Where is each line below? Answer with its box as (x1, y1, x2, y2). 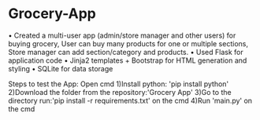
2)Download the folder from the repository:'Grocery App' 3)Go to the (8, 87, 232, 96)
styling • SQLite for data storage (8, 64, 113, 73)
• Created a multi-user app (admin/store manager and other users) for (8, 31, 236, 40)
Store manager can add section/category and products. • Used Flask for (8, 47, 243, 56)
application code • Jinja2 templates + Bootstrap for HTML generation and (8, 56, 247, 65)
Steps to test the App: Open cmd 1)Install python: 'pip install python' (8, 79, 229, 89)
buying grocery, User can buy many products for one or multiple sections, (8, 38, 248, 48)
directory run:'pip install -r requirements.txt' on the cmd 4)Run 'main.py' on (8, 96, 253, 105)
